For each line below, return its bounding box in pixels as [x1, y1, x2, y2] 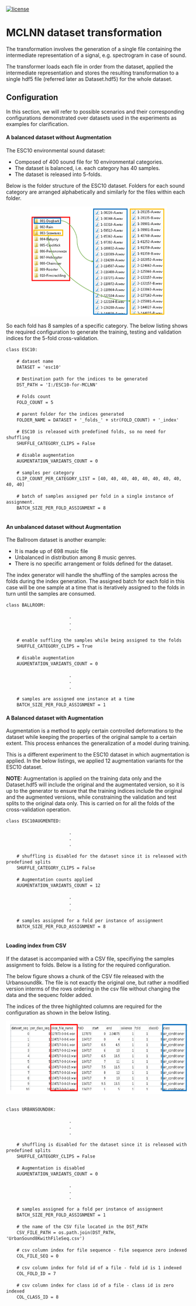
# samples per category [16, 470, 75, 476]
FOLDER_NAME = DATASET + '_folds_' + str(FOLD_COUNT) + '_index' [16, 417, 180, 423]
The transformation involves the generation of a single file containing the [6, 45, 181, 52]
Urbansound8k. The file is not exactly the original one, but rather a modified [6, 979, 189, 986]
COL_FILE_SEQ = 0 [16, 1253, 59, 1259]
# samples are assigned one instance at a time [16, 696, 135, 702]
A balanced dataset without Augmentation [6, 134, 112, 141]
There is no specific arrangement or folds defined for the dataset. [14, 560, 173, 567]
